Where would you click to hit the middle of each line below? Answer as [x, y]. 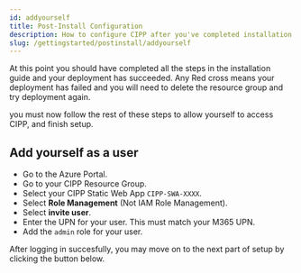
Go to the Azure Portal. [65, 174]
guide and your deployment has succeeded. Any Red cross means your [142, 78]
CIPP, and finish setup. [51, 124]
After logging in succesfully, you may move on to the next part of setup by [147, 250]
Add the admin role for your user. [82, 232]
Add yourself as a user [74, 153]
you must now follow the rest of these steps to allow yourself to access [141, 114]
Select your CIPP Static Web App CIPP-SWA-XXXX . [112, 194]
